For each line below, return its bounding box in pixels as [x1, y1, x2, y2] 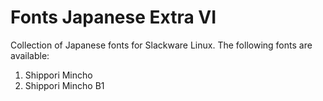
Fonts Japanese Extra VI [10, 6, 217, 29]
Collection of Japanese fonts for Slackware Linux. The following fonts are [10, 39, 313, 51]
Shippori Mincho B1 [24, 79, 105, 91]
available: [10, 49, 50, 61]
